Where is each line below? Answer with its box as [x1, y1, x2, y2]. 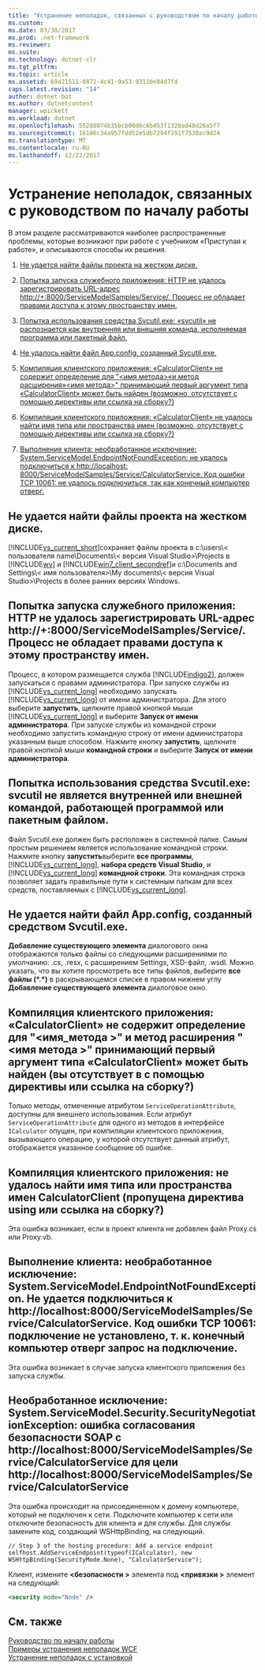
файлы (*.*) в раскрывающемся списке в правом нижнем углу [8, 974, 222, 984]
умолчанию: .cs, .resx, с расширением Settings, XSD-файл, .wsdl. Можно [8, 958, 254, 967]
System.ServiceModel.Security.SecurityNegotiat [8, 1406, 256, 1419]
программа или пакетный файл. [19, 333, 128, 342]
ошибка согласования [80, 1419, 196, 1432]
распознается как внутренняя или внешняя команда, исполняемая [19, 325, 247, 334]
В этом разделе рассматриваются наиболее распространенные [8, 228, 226, 238]
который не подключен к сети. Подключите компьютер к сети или [8, 1510, 233, 1519]
